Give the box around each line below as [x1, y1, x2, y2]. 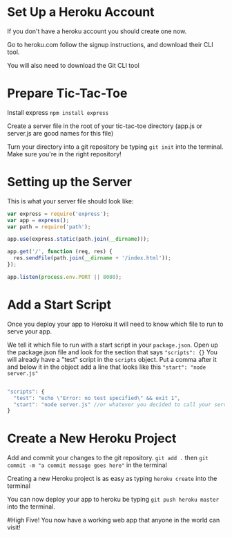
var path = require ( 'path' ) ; [7, 223, 91, 230]
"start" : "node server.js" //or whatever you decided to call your [13, 401, 212, 408]
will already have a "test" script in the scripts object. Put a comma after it [7, 355, 217, 363]
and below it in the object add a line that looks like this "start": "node [7, 363, 206, 371]
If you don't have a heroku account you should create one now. [7, 27, 187, 35]
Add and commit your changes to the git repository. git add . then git [7, 454, 209, 462]
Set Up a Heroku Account [7, 4, 155, 20]
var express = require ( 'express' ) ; [7, 210, 110, 217]
